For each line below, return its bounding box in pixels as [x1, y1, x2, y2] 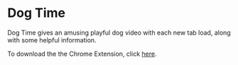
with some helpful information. [7, 35, 97, 44]
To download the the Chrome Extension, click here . [7, 49, 157, 58]
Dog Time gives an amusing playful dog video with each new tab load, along [7, 28, 231, 37]
